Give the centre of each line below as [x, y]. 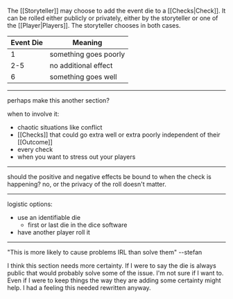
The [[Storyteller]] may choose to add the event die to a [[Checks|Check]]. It [116, 11]
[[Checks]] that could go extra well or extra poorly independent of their [119, 135]
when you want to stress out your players [76, 157]
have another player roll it [53, 232]
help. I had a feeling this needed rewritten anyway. [79, 288]
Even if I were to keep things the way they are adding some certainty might [114, 280]
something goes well [83, 77]
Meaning [87, 43]
